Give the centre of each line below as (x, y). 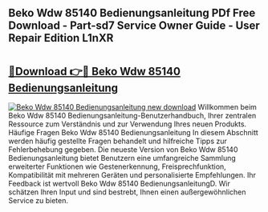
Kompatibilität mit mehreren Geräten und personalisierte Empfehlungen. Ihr (132, 175)
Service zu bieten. (38, 200)
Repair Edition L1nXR (61, 38)
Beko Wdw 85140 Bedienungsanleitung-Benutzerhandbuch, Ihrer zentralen (132, 116)
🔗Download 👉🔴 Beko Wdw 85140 (94, 71)
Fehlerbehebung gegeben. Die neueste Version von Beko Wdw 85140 (123, 150)
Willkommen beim (227, 107)
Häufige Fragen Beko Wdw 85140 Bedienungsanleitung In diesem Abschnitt (133, 132)
